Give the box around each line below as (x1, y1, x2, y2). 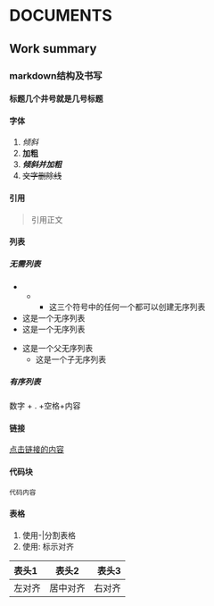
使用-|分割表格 (21, 529, 76, 541)
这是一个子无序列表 (35, 354, 107, 365)
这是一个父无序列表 (21, 343, 94, 354)
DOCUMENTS (9, 5, 113, 26)
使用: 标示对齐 (21, 541, 74, 551)
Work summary (9, 41, 97, 56)
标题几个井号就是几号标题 (9, 93, 103, 104)
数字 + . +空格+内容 (9, 400, 81, 411)
